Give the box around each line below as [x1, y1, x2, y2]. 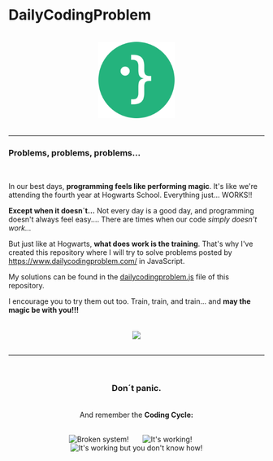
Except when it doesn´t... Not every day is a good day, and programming [8, 206, 254, 216]
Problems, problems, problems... [8, 147, 141, 158]
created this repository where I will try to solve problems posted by [8, 248, 233, 257]
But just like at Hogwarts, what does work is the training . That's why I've [8, 239, 253, 249]
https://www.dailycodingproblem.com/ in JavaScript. [8, 257, 185, 266]
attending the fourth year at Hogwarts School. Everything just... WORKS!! [8, 190, 253, 200]
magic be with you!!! [8, 305, 80, 315]
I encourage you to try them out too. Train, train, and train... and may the [8, 296, 251, 306]
